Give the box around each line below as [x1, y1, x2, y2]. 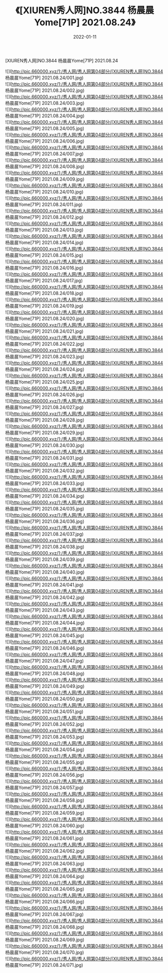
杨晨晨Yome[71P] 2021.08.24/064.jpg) [5, 873, 85, 879]
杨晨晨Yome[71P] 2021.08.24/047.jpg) [5, 658, 84, 664]
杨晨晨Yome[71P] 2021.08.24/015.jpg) [5, 252, 84, 258]
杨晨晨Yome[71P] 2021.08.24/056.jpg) [5, 772, 84, 778]
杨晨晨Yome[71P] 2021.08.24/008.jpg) [5, 163, 85, 169]
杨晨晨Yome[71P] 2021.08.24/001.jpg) [5, 75, 84, 81]
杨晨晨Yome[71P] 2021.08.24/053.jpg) [5, 734, 85, 740]
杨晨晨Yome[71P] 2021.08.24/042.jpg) [5, 594, 85, 600]
